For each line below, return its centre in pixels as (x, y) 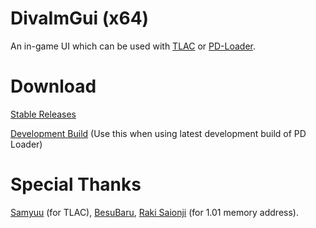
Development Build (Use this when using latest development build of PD (158, 133)
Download (53, 86)
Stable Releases (43, 114)
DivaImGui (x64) (80, 18)
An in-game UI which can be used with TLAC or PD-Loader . (133, 46)
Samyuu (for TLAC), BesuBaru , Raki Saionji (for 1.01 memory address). (154, 212)
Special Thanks (76, 184)
